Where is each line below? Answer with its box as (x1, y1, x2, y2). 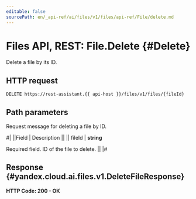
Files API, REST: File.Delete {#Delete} (6, 39, 191, 53)
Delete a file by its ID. (6, 59, 57, 66)
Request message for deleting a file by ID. (6, 123, 107, 130)
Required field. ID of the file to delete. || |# (6, 146, 108, 153)
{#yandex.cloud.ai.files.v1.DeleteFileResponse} (6, 171, 185, 182)
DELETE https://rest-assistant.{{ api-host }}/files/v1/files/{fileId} (6, 92, 184, 97)
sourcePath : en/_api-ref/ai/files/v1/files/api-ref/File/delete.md (6, 14, 174, 20)
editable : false (6, 8, 46, 15)
